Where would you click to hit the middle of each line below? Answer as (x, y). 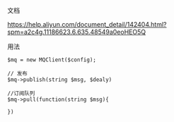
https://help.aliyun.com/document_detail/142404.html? (87, 24)
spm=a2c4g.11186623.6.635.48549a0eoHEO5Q (77, 32)
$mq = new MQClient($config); (52, 60)
